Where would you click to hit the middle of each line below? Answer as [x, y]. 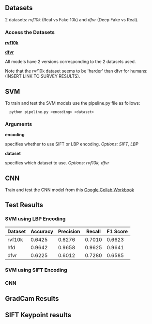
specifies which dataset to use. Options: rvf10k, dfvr [57, 163]
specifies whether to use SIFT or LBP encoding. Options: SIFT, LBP [72, 144]
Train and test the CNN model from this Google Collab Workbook [70, 190]
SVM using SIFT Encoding [36, 270]
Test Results [24, 205]
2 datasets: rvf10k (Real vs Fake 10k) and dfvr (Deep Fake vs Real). [72, 19]
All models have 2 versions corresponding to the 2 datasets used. [70, 62]
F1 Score [117, 231]
